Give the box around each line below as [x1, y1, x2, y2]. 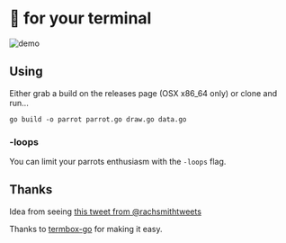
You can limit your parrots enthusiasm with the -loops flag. [9, 157, 227, 167]
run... [9, 97, 29, 108]
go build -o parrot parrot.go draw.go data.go [9, 114, 187, 124]
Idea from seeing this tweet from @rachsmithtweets [9, 206, 202, 217]
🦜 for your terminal [9, 8, 152, 29]
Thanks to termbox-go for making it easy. [9, 223, 164, 234]
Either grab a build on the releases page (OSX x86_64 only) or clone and [9, 87, 278, 98]
